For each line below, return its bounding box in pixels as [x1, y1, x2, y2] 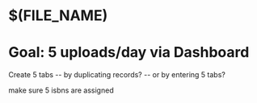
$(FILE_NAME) [8, 6, 108, 25]
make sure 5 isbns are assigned [8, 85, 115, 95]
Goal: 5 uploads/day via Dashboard [8, 43, 250, 62]
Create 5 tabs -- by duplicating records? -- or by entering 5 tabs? [8, 70, 226, 80]
